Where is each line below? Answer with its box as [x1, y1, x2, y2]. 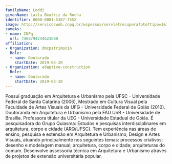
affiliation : [5, 41, 33, 46]
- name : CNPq [5, 31, 33, 36]
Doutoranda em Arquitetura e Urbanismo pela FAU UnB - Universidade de [5, 109, 160, 115]
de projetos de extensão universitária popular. [5, 153, 102, 159]
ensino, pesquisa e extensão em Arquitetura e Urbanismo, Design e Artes [5, 131, 160, 137]
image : [5, 22, 19, 27]
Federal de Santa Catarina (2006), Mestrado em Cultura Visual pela [5, 98, 147, 105]
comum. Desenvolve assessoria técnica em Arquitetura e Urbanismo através [5, 147, 167, 154]
